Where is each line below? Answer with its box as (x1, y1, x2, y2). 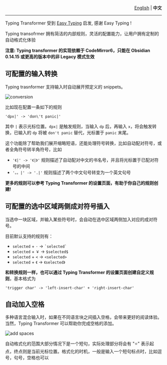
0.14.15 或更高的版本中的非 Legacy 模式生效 (5, 54, 95, 59)
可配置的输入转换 (5, 70, 58, 78)
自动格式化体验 (5, 37, 36, 43)
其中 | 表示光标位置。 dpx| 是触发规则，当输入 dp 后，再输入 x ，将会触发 (5, 123, 153, 129)
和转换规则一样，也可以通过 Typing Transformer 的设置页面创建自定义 (5, 269, 150, 275)
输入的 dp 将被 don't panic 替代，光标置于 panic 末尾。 (18, 129, 131, 135)
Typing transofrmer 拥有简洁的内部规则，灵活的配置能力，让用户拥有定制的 (5, 31, 159, 36)
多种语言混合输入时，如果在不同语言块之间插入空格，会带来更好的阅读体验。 (5, 314, 162, 320)
